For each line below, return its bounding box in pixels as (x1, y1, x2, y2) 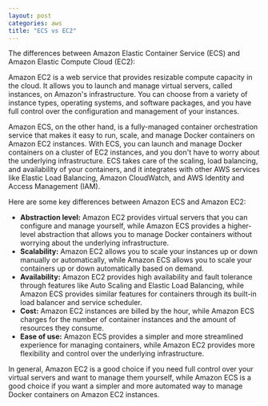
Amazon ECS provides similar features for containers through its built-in (19, 289, 258, 299)
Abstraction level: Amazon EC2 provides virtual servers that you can (19, 213, 248, 223)
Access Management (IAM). (8, 182, 101, 191)
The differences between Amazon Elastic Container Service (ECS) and (8, 49, 240, 58)
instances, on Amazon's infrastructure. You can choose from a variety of (8, 90, 248, 99)
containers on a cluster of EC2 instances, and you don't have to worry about (8, 147, 260, 157)
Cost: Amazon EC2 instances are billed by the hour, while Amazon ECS (19, 306, 254, 316)
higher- (227, 221, 252, 231)
